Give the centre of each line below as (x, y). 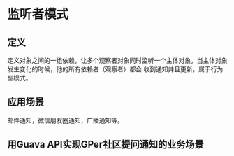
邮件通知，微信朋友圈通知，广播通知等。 (65, 120)
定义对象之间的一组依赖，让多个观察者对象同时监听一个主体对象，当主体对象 (117, 61)
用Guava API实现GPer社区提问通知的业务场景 (105, 144)
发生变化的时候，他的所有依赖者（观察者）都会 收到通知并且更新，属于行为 (115, 69)
